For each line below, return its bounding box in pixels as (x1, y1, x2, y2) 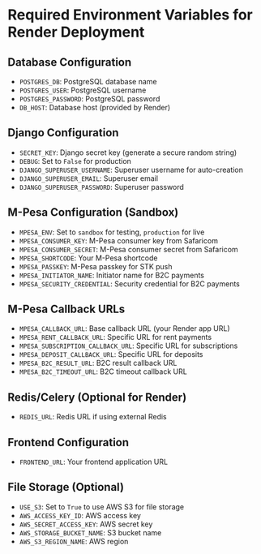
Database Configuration (7, 55, 132, 69)
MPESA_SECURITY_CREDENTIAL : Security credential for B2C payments (19, 278, 240, 289)
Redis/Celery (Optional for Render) (7, 390, 187, 404)
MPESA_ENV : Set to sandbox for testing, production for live (19, 227, 205, 237)
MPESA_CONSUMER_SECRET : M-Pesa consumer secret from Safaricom (19, 244, 238, 254)
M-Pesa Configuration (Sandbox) (7, 205, 179, 220)
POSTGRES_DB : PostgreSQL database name (19, 77, 157, 86)
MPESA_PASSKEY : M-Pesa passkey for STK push (19, 261, 173, 271)
